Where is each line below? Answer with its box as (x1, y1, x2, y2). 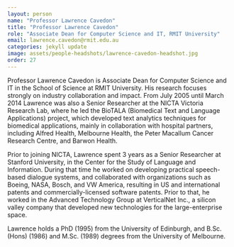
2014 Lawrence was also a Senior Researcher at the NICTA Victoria (7, 99, 204, 107)
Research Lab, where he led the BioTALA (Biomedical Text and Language (7, 106, 221, 114)
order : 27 (7, 57, 37, 64)
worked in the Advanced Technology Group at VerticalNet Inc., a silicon (7, 195, 216, 204)
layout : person (7, 10, 52, 18)
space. (7, 210, 28, 219)
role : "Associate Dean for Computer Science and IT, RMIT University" (7, 30, 221, 38)
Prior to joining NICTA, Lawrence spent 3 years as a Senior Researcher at (7, 150, 221, 158)
